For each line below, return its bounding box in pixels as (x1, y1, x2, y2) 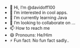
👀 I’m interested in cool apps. (9, 10, 68, 15)
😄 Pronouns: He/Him (9, 32, 52, 38)
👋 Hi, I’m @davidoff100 (9, 5, 56, 10)
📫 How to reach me (9, 25, 50, 31)
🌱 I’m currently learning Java (9, 15, 67, 20)
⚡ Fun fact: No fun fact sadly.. (9, 37, 69, 43)
